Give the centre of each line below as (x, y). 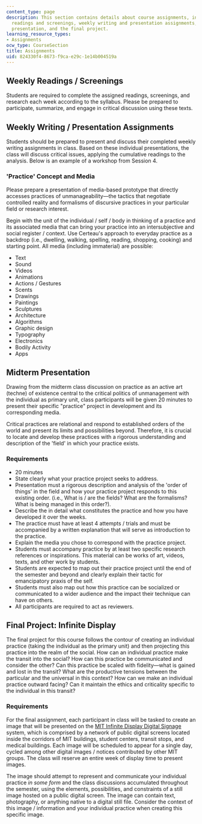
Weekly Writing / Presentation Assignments (90, 127)
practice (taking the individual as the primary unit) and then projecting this (98, 646)
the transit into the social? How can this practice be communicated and (94, 659)
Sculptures (28, 309)
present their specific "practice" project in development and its (84, 406)
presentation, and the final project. (60, 29)
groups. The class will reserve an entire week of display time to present (95, 758)
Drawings (27, 296)
